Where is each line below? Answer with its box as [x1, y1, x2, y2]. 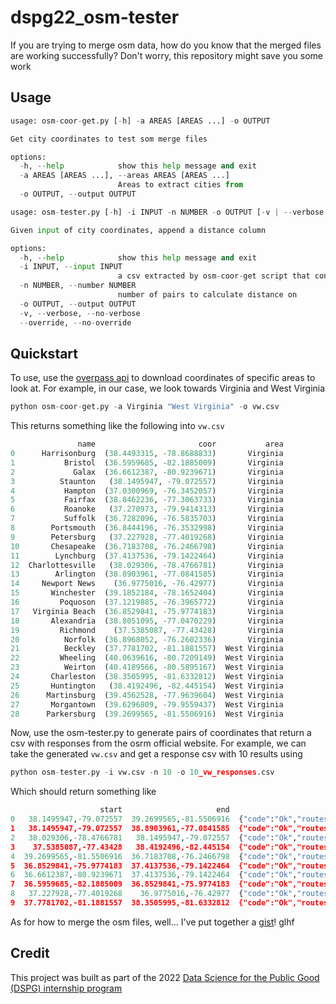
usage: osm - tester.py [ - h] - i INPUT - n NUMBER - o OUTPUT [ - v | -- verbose [10, 207, 325, 217]
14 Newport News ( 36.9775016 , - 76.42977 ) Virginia [10, 579, 284, 589]
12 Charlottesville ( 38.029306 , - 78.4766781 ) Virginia [10, 560, 284, 570]
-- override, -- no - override [19, 317, 132, 328]
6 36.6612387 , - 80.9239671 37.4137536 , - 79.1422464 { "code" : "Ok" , [10, 870, 298, 880]
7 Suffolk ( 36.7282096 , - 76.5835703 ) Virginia [10, 514, 284, 524]
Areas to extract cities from [117, 180, 244, 190]
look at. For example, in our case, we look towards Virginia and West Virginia [10, 382, 326, 395]
